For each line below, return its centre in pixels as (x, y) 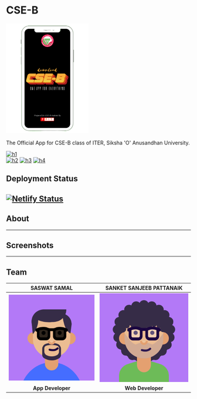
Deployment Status (42, 179)
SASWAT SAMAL (52, 288)
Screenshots (30, 245)
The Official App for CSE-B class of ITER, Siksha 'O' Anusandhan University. (98, 143)
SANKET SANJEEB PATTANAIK (144, 288)
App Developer (52, 388)
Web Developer (144, 388)
